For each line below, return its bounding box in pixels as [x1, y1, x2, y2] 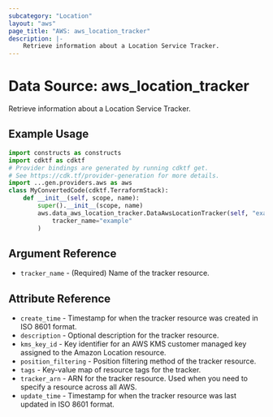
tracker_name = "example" [51, 217, 132, 225]
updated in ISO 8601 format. [19, 399, 115, 410]
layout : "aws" [8, 19, 57, 28]
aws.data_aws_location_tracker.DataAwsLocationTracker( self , [37, 208, 249, 217]
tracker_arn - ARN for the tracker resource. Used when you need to [19, 374, 248, 384]
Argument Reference [8, 247, 117, 260]
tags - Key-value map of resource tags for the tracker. [19, 365, 201, 375]
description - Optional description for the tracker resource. [19, 330, 219, 341]
